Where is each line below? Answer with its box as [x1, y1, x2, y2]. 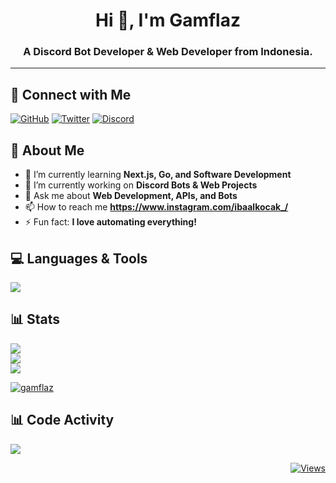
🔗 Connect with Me [10, 86, 132, 103]
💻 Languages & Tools [10, 250, 148, 267]
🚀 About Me [10, 142, 85, 159]
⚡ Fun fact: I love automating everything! [24, 216, 197, 228]
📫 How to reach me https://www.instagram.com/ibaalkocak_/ [24, 201, 289, 213]
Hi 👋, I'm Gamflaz [94, 9, 241, 32]
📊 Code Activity [10, 412, 115, 429]
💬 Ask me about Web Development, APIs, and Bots [24, 190, 238, 202]
